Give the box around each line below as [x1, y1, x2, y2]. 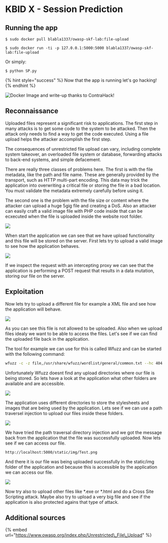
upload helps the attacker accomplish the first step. [5, 136, 112, 142]
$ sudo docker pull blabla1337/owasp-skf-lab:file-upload [5, 37, 129, 42]
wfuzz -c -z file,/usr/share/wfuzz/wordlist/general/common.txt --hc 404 [5, 360, 163, 366]
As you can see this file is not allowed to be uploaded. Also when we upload [5, 325, 162, 331]
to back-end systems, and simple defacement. [5, 157, 101, 163]
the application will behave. [5, 306, 62, 312]
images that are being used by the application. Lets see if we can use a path [5, 405, 163, 411]
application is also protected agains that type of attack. [5, 499, 119, 505]
